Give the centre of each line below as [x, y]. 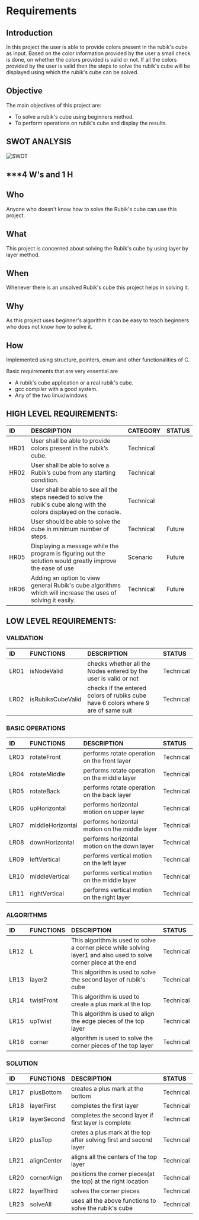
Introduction [30, 33]
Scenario [140, 557]
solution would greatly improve [73, 561]
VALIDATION [25, 638]
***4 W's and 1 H [40, 175]
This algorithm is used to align [113, 1014]
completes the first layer [105, 1106]
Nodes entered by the [118, 671]
